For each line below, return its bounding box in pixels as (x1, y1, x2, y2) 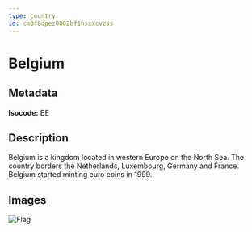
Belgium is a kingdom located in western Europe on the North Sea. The (8, 153, 245, 162)
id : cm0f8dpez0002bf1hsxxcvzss (8, 19, 114, 27)
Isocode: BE (8, 108, 50, 117)
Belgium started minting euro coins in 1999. (8, 170, 153, 179)
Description (8, 131, 69, 145)
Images (8, 193, 47, 207)
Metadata (8, 86, 58, 100)
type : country (8, 11, 57, 20)
